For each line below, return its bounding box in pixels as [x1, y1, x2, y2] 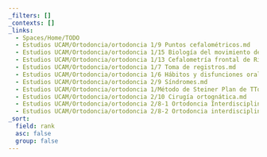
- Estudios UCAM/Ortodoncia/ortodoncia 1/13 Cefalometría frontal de [15, 56, 250, 64]
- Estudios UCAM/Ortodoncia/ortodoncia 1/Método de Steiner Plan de [15, 85, 247, 94]
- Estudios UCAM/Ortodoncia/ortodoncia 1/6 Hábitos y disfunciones [15, 71, 244, 78]
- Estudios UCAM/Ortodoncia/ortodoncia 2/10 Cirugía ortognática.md [15, 93, 247, 101]
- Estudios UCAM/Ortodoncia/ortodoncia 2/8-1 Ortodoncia [15, 100, 208, 108]
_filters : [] [8, 11, 52, 20]
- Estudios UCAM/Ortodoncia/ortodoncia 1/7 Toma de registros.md [15, 63, 237, 71]
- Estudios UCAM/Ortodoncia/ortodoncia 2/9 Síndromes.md [15, 78, 208, 86]
